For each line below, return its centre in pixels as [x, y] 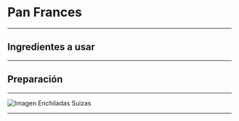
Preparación [35, 80]
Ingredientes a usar [51, 47]
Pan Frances [45, 12]
